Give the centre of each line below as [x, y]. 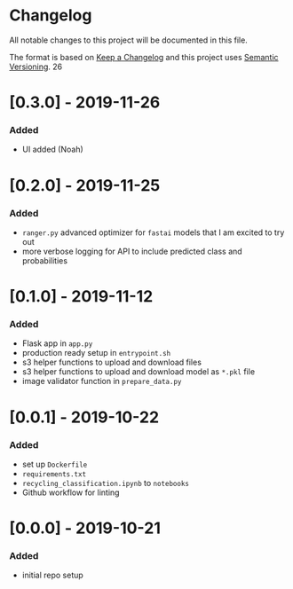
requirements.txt [54, 474]
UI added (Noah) [53, 149]
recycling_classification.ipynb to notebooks [105, 483]
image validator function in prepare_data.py [102, 381]
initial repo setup [53, 575]
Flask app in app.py [57, 343]
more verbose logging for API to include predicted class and [132, 251]
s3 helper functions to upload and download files [112, 362]
